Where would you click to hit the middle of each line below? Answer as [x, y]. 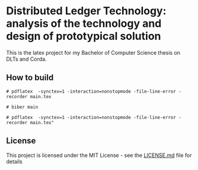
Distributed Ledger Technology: [86, 11]
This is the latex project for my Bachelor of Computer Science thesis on [93, 52]
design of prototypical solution [84, 36]
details [14, 161]
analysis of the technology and [84, 23]
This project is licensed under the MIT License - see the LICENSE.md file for [99, 155]
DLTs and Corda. [26, 59]
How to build [30, 78]
